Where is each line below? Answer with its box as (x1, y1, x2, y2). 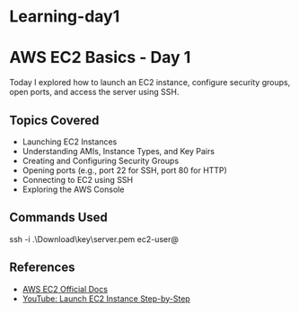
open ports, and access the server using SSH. (9, 87, 180, 98)
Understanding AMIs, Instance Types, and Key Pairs (22, 145, 215, 156)
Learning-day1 (9, 6, 120, 27)
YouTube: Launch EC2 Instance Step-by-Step (22, 293, 190, 304)
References (9, 260, 75, 275)
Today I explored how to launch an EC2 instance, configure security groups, (9, 77, 291, 88)
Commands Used (9, 210, 108, 225)
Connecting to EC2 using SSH (22, 174, 134, 185)
